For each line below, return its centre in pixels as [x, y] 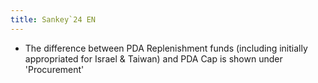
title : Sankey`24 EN [53, 19]
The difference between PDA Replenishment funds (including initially [166, 48]
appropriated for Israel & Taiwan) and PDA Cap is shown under [153, 58]
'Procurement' [54, 69]
